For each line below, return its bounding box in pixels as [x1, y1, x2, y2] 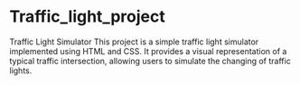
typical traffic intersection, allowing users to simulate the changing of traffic [9, 55, 291, 66]
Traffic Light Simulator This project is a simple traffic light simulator [9, 36, 259, 47]
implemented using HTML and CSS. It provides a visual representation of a [9, 45, 287, 56]
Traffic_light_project [9, 6, 165, 27]
